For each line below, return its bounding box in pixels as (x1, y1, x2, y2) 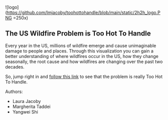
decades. (5, 63, 25, 69)
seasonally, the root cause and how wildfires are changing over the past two (5, 58, 163, 64)
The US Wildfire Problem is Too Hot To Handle (5, 29, 151, 38)
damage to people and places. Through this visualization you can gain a (5, 47, 154, 54)
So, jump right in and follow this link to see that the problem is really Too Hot (5, 73, 163, 79)
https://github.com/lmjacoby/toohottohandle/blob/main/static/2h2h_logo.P (7, 9, 160, 15)
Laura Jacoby (12, 98, 41, 104)
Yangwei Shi (12, 108, 39, 114)
